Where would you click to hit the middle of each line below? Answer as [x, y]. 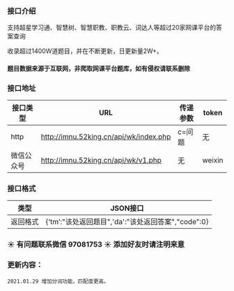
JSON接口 [127, 209]
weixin [212, 161]
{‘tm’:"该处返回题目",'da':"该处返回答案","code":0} [127, 222]
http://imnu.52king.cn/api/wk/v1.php [101, 161]
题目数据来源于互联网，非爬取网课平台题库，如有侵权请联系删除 [99, 68]
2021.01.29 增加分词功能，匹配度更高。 [58, 281]
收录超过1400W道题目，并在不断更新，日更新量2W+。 [85, 51]
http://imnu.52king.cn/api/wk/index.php [106, 137]
